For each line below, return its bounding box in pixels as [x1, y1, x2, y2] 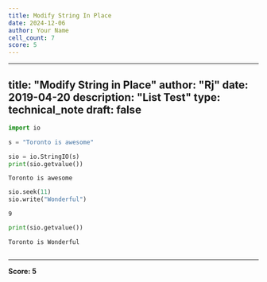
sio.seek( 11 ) [8, 188, 52, 196]
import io [8, 124, 41, 132]
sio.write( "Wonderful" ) [8, 195, 87, 203]
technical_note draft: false [8, 102, 141, 116]
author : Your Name [8, 26, 69, 34]
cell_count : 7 [8, 33, 56, 42]
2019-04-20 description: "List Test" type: [8, 91, 221, 104]
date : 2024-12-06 [8, 19, 66, 27]
